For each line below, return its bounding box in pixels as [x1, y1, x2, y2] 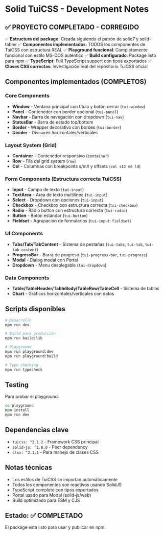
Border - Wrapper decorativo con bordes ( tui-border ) [12, 124, 121, 130]
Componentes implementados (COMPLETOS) [5, 77, 147, 86]
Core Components [5, 92, 50, 99]
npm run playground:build [5, 354, 58, 359]
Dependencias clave [5, 426, 69, 434]
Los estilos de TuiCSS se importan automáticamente [12, 476, 118, 482]
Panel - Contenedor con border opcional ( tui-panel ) [12, 109, 118, 115]
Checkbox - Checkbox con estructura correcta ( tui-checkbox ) [12, 202, 138, 208]
